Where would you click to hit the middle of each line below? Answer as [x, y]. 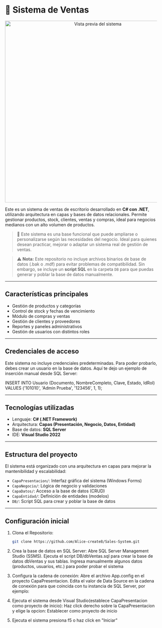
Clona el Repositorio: [33, 533]
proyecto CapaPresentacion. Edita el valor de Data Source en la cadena [83, 581]
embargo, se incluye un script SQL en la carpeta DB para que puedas [85, 269]
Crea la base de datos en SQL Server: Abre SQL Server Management [80, 551]
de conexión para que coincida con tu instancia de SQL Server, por [79, 586]
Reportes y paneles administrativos [47, 326]
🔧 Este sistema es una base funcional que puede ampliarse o [77, 234]
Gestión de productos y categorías [46, 306]
